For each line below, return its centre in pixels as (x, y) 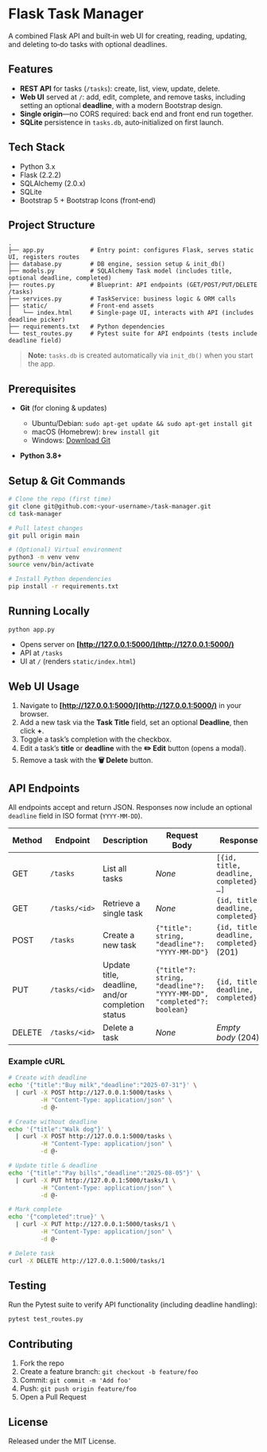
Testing (27, 1286)
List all (115, 869)
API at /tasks (41, 653)
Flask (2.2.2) (41, 175)
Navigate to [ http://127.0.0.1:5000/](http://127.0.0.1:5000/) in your (130, 706)
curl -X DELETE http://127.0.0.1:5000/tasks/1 (87, 1260)
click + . (32, 731)
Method (27, 841)
